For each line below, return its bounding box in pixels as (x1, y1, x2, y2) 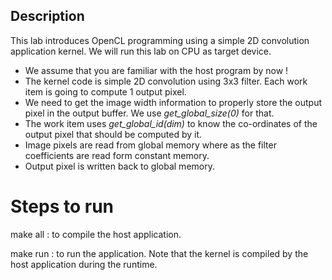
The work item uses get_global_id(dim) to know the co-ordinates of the (24, 117, 318, 129)
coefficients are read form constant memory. (24, 149, 210, 161)
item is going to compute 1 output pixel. (24, 85, 187, 98)
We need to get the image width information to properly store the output (24, 96, 322, 108)
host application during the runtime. (10, 258, 158, 270)
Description (10, 8, 85, 25)
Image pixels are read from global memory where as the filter (24, 139, 277, 151)
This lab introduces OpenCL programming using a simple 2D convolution (10, 34, 310, 46)
